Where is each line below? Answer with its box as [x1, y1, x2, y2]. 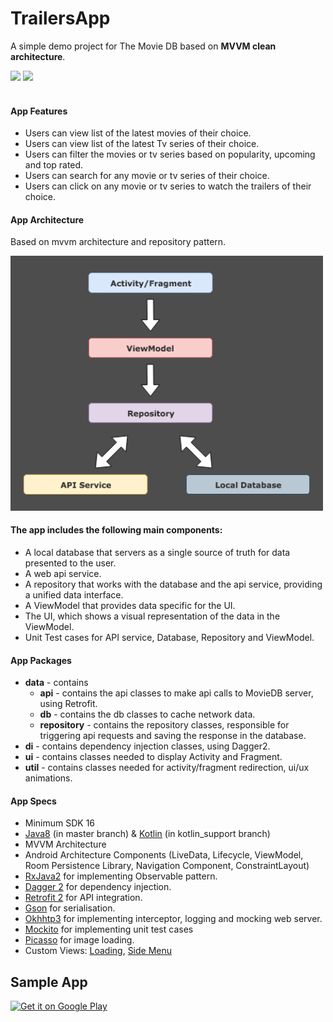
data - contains [24, 677, 89, 689]
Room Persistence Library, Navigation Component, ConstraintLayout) [24, 860, 310, 872]
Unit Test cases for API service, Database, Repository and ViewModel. [24, 632, 315, 644]
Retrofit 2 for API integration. [24, 892, 143, 904]
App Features [10, 105, 68, 117]
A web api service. [24, 568, 102, 580]
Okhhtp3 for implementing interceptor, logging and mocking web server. [24, 913, 323, 925]
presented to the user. [24, 557, 117, 569]
